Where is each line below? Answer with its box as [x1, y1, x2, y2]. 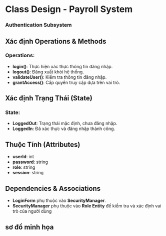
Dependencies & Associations [5, 184, 101, 193]
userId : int [12, 154, 34, 160]
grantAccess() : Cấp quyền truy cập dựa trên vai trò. [12, 79, 120, 85]
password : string [12, 159, 48, 165]
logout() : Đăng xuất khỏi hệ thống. [12, 69, 84, 75]
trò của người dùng [12, 208, 52, 214]
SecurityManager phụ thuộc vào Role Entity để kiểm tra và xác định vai [12, 203, 161, 209]
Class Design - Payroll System [5, 4, 133, 15]
